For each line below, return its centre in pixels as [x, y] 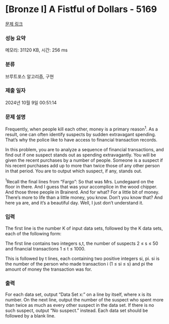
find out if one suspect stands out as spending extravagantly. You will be [81, 155]
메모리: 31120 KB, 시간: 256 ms [37, 50]
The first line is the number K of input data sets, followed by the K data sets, [84, 228]
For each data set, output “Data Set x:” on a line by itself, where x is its [78, 295]
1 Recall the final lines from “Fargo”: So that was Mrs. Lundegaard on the [79, 181]
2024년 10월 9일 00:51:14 [31, 102]
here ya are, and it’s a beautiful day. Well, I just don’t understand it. [74, 203]
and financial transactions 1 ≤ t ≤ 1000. [45, 248]
